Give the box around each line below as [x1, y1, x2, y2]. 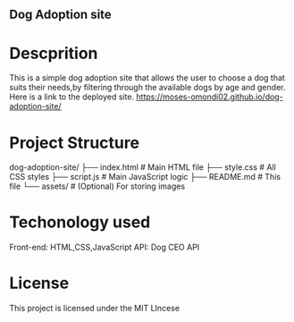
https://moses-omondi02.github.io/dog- [136, 91, 283, 102]
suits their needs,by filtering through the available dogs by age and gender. [9, 82, 286, 93]
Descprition [9, 43, 98, 64]
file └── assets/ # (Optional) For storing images [9, 181, 186, 191]
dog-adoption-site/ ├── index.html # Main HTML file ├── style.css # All [9, 162, 277, 173]
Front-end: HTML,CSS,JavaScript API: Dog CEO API [9, 241, 200, 253]
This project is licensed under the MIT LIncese [9, 303, 181, 314]
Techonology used [9, 212, 151, 233]
